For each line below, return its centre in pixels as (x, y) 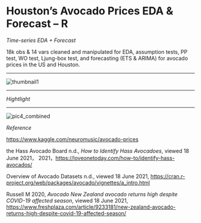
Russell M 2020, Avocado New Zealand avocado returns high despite (92, 194)
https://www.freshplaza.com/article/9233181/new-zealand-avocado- (91, 207)
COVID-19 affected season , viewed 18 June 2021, (67, 200)
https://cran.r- (168, 176)
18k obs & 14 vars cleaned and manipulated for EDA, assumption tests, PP (97, 51)
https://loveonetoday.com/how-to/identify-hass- (115, 158)
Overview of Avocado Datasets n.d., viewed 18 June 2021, (78, 176)
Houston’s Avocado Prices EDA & (90, 11)
